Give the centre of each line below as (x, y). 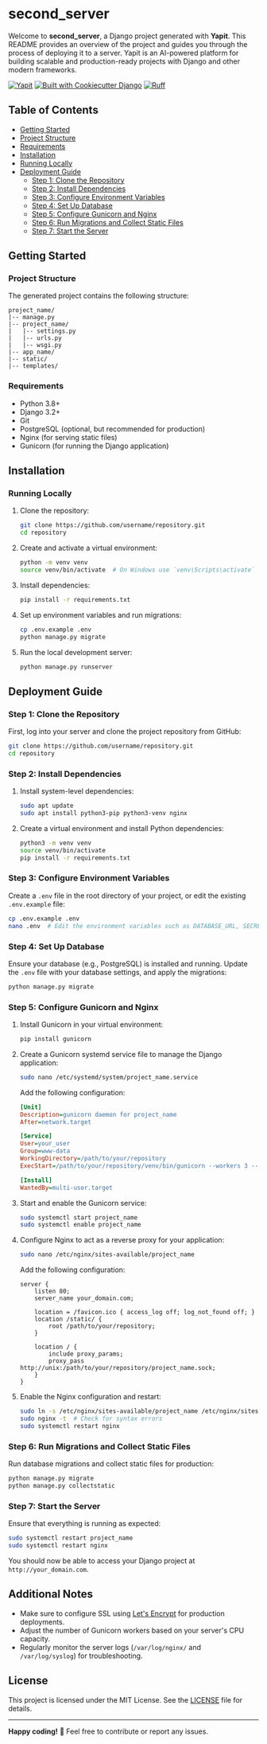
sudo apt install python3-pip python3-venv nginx (104, 813)
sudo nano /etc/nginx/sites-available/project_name (107, 1254)
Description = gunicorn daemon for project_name (98, 1114)
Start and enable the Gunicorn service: (83, 1203)
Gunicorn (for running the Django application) (94, 446)
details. (20, 1708)
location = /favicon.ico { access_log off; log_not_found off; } (145, 1313)
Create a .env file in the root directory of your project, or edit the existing (127, 895)
